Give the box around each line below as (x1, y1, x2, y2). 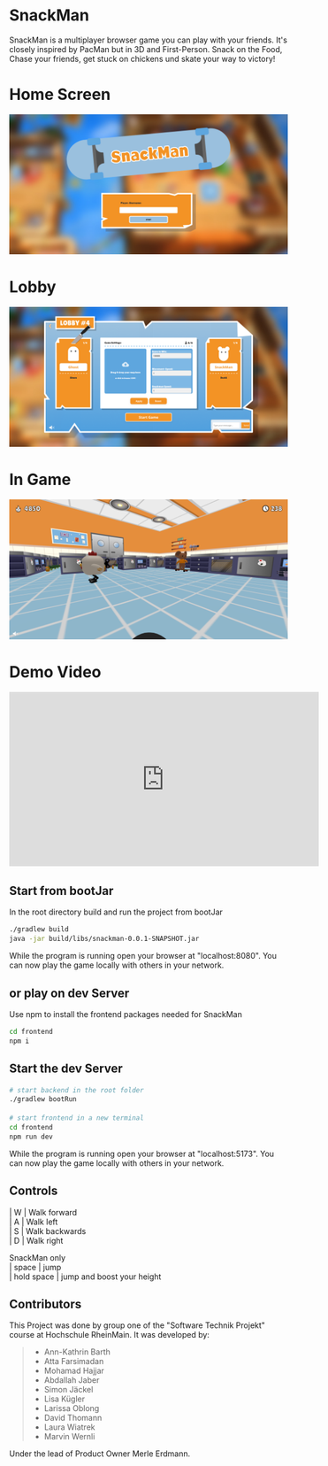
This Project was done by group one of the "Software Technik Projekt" (9, 1320, 265, 1331)
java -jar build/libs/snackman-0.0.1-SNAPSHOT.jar (9, 935, 200, 944)
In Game (9, 469, 72, 490)
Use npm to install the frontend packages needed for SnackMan (9, 1009, 243, 1020)
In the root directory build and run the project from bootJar (9, 907, 224, 917)
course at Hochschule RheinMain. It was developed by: (9, 1330, 210, 1340)
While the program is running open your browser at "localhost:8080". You (9, 951, 277, 961)
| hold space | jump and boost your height (9, 1271, 162, 1282)
